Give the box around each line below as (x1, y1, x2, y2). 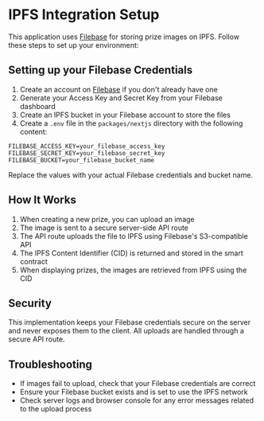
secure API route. (8, 334, 65, 344)
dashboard (19, 101, 56, 111)
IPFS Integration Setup (8, 6, 160, 24)
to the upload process (19, 404, 92, 414)
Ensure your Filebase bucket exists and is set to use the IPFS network (19, 388, 248, 397)
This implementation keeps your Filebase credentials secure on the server (8, 318, 251, 327)
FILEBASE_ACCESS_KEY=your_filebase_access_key (8, 142, 165, 150)
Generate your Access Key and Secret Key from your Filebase (19, 93, 223, 103)
